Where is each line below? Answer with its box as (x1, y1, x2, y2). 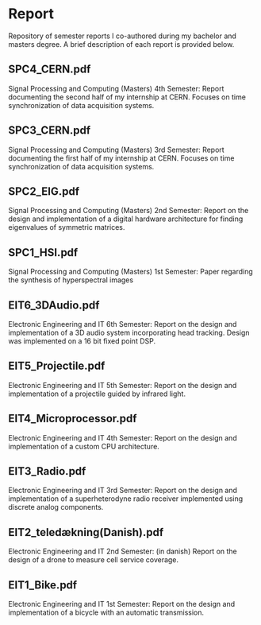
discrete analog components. (8, 503, 104, 512)
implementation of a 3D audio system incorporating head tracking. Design (8, 328, 250, 337)
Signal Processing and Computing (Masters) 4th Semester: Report (8, 83, 225, 93)
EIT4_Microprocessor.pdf (8, 412, 137, 425)
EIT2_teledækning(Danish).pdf (8, 526, 164, 539)
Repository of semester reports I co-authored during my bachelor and (8, 31, 236, 41)
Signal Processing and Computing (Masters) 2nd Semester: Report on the (8, 206, 249, 215)
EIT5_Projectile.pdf (8, 359, 106, 373)
